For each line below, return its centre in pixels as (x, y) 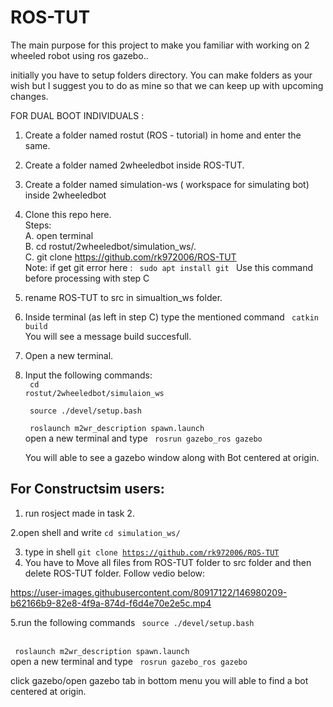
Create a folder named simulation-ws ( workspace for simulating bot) (167, 184)
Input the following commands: (88, 375)
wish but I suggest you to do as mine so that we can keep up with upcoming (167, 85)
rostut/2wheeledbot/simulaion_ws (94, 393)
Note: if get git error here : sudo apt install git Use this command (168, 267)
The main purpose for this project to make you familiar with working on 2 (160, 45)
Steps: (38, 225)
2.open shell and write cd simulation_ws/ (95, 532)
